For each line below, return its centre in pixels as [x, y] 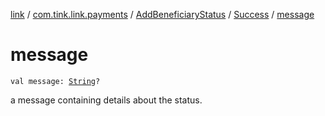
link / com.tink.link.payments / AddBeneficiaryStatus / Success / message [162, 14]
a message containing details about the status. [106, 100]
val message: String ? [55, 81]
